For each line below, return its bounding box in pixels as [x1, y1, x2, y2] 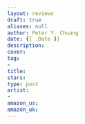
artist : [7, 87, 30, 94]
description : [7, 42, 45, 49]
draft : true [7, 17, 41, 23]
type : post [7, 81, 39, 87]
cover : [7, 49, 26, 56]
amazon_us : [7, 100, 39, 107]
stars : [7, 74, 26, 81]
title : [7, 68, 26, 74]
